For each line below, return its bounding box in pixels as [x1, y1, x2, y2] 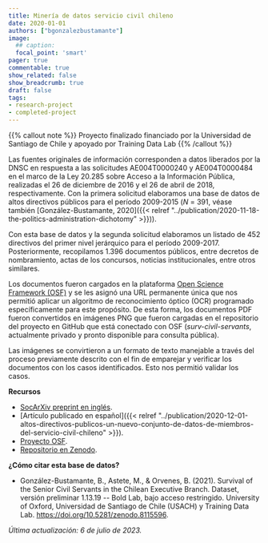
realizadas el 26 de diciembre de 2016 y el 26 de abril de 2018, [8, 180, 215, 189]
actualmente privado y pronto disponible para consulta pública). [8, 330, 220, 340]
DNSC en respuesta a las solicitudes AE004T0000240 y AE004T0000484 [8, 163, 254, 172]
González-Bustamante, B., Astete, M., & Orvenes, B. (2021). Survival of [19, 476, 254, 485]
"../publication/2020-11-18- [170, 206, 260, 215]
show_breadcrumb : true [8, 78, 84, 86]
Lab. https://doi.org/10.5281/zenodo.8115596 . [19, 510, 169, 519]
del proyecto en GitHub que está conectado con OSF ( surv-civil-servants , [8, 322, 252, 331]
